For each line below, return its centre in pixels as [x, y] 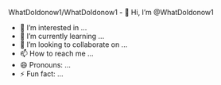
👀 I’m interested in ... [53, 27]
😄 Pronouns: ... [45, 65]
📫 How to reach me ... [56, 53]
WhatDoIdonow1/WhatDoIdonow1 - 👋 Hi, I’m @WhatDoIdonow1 [111, 12]
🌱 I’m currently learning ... [62, 36]
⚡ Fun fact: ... [41, 74]
